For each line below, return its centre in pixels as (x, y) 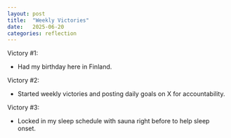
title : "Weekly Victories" (48, 20)
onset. (27, 129)
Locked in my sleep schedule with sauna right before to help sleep (113, 121)
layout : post (26, 14)
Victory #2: (24, 81)
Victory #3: (24, 108)
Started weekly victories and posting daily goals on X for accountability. (121, 94)
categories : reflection (42, 33)
